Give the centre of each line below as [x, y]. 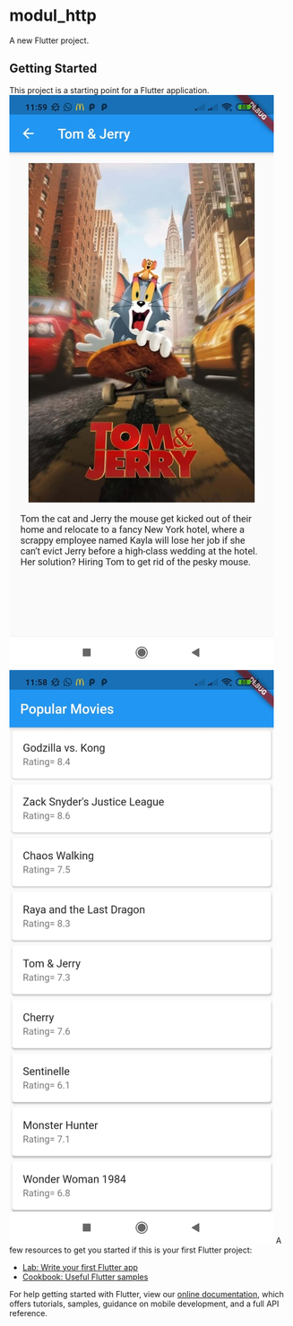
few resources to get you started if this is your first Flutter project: [131, 1250]
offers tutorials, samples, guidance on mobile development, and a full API [144, 1304]
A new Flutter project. [49, 40]
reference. [28, 1313]
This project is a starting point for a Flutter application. [109, 90]
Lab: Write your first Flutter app [80, 1267]
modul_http [53, 16]
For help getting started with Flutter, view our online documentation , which [147, 1294]
